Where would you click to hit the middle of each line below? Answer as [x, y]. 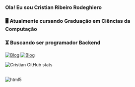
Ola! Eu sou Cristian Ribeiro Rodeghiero [54, 7]
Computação [21, 29]
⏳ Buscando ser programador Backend [53, 43]
